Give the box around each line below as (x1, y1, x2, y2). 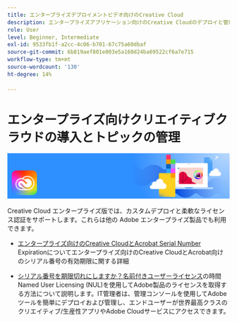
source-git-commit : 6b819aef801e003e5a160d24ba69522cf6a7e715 (7, 49, 194, 56)
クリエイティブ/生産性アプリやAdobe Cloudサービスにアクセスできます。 (17, 306, 230, 315)
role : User (7, 26, 39, 33)
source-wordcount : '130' (7, 63, 80, 70)
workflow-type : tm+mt (7, 56, 71, 63)
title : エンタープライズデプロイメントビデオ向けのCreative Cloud (7, 11, 183, 18)
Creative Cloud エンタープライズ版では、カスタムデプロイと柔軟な (7, 206, 200, 215)
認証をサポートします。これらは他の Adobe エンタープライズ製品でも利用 (13, 215, 227, 223)
